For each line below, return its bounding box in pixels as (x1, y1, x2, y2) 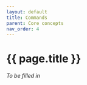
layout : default (6, 8, 47, 15)
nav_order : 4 (6, 25, 40, 32)
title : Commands (6, 15, 47, 21)
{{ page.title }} (6, 52, 82, 66)
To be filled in (6, 72, 41, 80)
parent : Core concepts (6, 20, 64, 26)
